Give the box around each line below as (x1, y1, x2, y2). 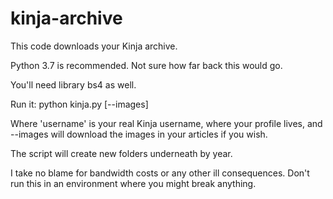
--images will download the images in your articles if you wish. (10, 128, 268, 140)
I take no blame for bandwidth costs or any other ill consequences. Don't (10, 167, 310, 179)
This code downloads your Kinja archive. (10, 40, 178, 52)
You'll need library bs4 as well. (10, 78, 137, 91)
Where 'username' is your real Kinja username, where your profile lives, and (10, 117, 323, 129)
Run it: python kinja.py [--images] (10, 98, 149, 110)
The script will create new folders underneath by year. (10, 147, 233, 159)
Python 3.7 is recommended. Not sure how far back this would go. (10, 59, 283, 71)
